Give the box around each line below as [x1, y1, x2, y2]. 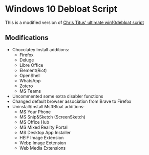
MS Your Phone [19, 109, 51, 115]
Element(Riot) [19, 67, 47, 73]
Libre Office [19, 62, 43, 68]
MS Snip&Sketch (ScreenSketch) [19, 114, 85, 120]
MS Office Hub [19, 119, 50, 125]
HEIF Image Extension [19, 135, 64, 140]
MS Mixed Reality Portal [19, 124, 68, 130]
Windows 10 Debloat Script [5, 3, 117, 15]
